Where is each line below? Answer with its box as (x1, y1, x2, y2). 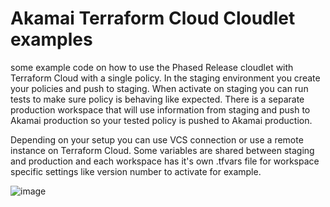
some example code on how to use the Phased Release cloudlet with (10, 61, 294, 73)
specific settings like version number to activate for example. (10, 165, 262, 177)
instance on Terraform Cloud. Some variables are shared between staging (10, 144, 315, 156)
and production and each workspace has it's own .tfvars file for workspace (10, 155, 320, 167)
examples (10, 28, 93, 51)
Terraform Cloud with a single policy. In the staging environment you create (10, 72, 321, 84)
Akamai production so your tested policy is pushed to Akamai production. (10, 114, 313, 126)
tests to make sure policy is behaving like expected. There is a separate (10, 93, 305, 105)
